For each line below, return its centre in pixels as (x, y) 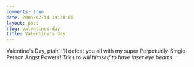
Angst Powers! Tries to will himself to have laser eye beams (99, 57)
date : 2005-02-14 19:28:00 (40, 17)
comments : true (25, 12)
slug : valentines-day (33, 28)
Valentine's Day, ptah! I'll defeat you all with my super (72, 51)
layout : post (23, 23)
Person (15, 57)
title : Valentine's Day (36, 34)
